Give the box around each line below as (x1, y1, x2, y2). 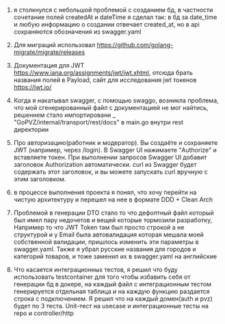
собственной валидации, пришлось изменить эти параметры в (13, 238, 199, 245)
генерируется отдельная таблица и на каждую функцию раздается (13, 287, 210, 295)
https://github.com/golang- (96, 41, 174, 49)
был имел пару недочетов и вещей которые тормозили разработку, (13, 216, 213, 224)
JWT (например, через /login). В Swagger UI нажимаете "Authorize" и (13, 146, 217, 154)
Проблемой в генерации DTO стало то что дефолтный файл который (13, 208, 214, 217)
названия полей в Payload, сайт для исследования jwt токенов (13, 76, 197, 84)
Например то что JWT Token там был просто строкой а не (13, 224, 185, 231)
